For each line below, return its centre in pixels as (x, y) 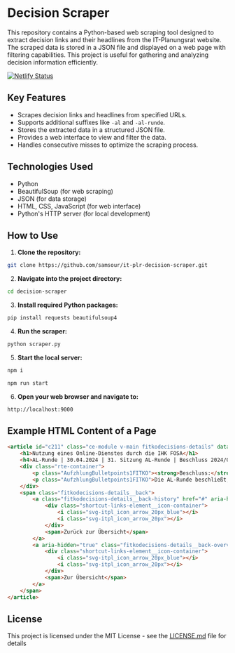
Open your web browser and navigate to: (78, 396)
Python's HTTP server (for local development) (84, 213)
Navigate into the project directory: (70, 279)
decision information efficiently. (53, 62)
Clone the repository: (49, 252)
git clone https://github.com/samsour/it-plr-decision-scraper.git (108, 265)
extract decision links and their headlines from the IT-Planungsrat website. (114, 39)
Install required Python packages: (67, 305)
